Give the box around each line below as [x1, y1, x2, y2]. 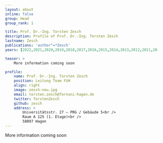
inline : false [5, 12, 34, 16]
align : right [14, 83, 40, 88]
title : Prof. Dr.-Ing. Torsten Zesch [5, 30, 81, 34]
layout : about [5, 7, 34, 12]
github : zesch [14, 101, 42, 106]
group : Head [5, 16, 29, 21]
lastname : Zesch [5, 38, 38, 44]
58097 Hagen [22, 119, 47, 124]
